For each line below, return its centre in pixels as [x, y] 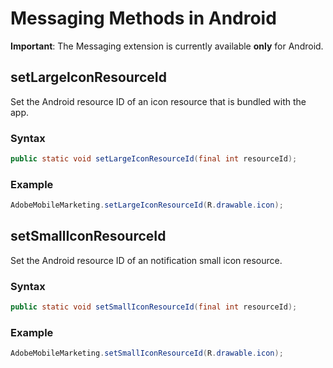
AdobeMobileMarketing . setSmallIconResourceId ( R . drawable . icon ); [147, 353]
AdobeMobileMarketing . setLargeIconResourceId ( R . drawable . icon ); [147, 205]
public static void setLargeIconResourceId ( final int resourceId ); [154, 159]
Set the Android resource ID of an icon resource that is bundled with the [158, 101]
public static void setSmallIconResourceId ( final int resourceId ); [154, 307]
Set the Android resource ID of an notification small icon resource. [146, 260]
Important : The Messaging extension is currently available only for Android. [167, 46]
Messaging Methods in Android [143, 18]
